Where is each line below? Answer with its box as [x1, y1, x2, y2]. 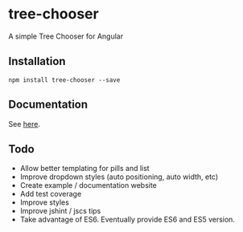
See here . [8, 119, 40, 128]
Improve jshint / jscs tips [19, 206, 101, 216]
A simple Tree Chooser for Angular [8, 31, 123, 41]
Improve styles [19, 197, 70, 207]
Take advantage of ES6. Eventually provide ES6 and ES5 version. [19, 214, 236, 225]
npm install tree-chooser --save [8, 75, 121, 84]
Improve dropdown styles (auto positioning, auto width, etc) [19, 172, 219, 181]
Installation [8, 55, 66, 68]
